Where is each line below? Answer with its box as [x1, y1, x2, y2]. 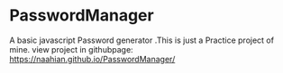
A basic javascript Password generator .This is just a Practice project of [9, 35, 275, 45]
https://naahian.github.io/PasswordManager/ [9, 53, 176, 64]
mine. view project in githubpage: [9, 44, 133, 54]
